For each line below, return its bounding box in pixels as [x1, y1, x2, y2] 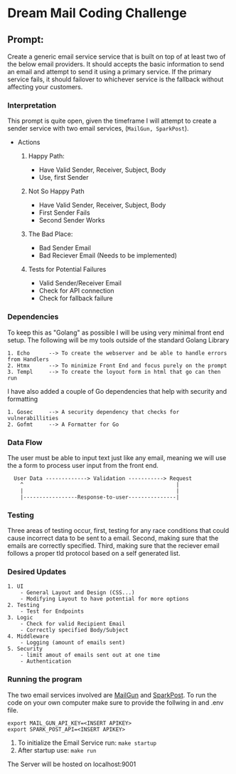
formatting [7, 394, 38, 403]
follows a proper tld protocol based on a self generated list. [7, 549, 181, 558]
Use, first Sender [38, 173, 89, 182]
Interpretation [7, 100, 57, 110]
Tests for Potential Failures [28, 265, 107, 274]
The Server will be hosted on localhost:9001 [7, 760, 136, 768]
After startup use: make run [17, 745, 97, 754]
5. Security [7, 646, 43, 653]
